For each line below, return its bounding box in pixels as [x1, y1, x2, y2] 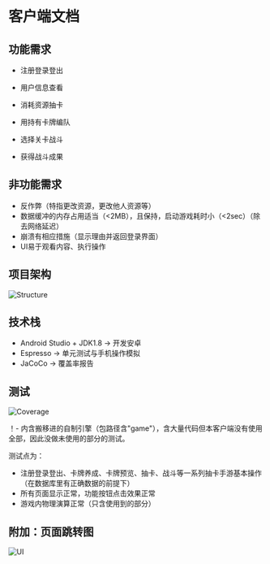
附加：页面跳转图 [8, 525, 94, 539]
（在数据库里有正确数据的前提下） [19, 479, 135, 488]
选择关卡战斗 [19, 135, 63, 144]
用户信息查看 [19, 83, 63, 92]
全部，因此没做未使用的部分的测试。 [8, 434, 130, 444]
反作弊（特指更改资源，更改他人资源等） [19, 201, 156, 210]
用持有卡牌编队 [19, 117, 71, 127]
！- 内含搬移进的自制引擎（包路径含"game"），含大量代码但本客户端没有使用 [8, 423, 264, 433]
